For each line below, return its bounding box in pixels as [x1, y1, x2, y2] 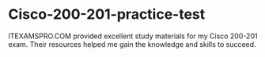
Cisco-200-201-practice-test [8, 5, 206, 23]
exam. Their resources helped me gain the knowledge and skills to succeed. [8, 39, 256, 48]
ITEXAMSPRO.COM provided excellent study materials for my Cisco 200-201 [8, 31, 258, 41]
